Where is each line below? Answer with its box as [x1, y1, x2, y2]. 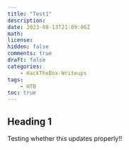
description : [7, 17, 46, 24]
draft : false [7, 57, 46, 64]
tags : [7, 76, 23, 83]
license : [7, 37, 33, 44]
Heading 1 [7, 115, 52, 127]
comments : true [7, 50, 52, 57]
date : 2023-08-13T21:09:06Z [7, 23, 91, 30]
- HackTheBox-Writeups [20, 69, 87, 76]
